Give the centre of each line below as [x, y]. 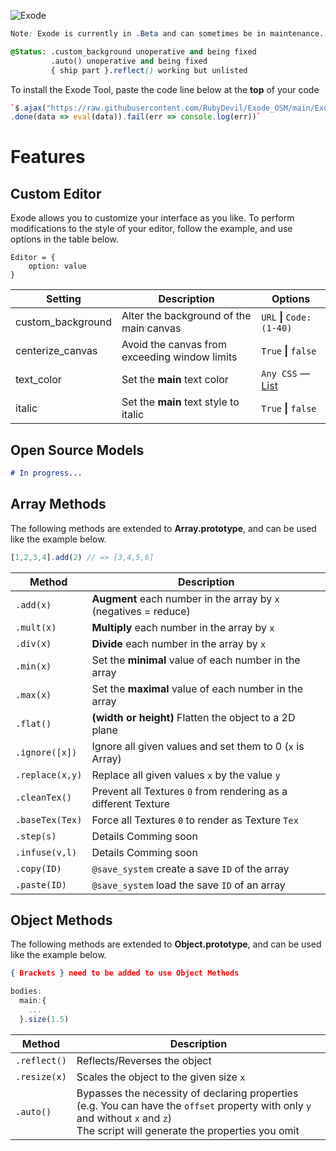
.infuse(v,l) [46, 852]
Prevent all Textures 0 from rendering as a [189, 791]
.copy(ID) [38, 868]
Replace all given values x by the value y [186, 775]
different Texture [131, 803]
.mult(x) [36, 627]
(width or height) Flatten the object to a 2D [193, 717]
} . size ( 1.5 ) [44, 1019]
